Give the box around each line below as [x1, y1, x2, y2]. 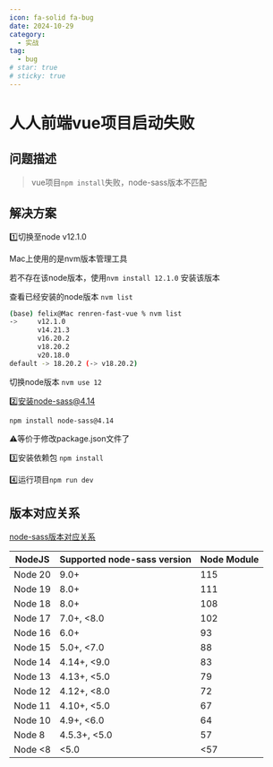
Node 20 [13, 568, 51, 580]
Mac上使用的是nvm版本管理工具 [9, 253, 128, 264]
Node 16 [13, 626, 51, 639]
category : [9, 30, 47, 39]
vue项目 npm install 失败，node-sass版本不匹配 [30, 177, 208, 187]
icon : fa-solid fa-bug [9, 13, 94, 22]
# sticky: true [9, 72, 66, 81]
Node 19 [13, 582, 51, 595]
